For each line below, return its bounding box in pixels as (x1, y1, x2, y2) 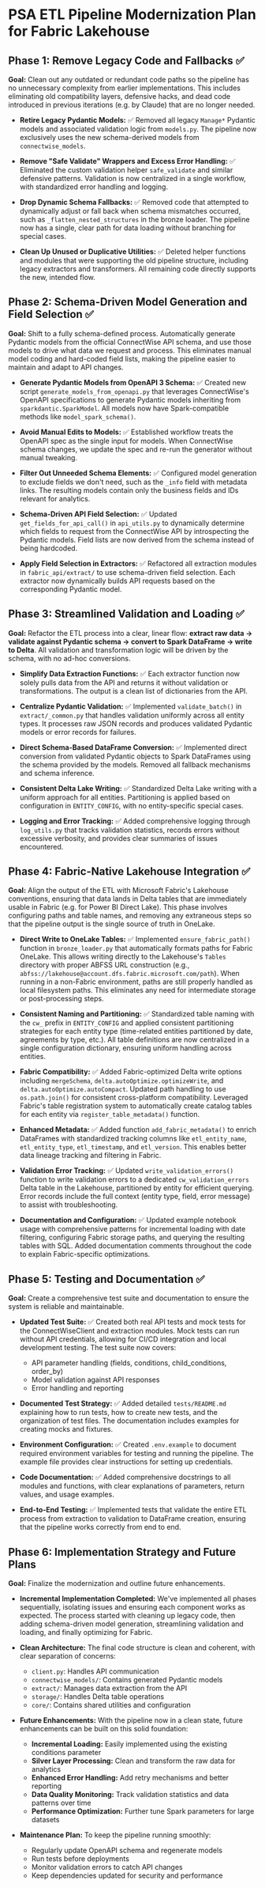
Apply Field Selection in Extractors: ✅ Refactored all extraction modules (19, 558, 257, 568)
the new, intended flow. (19, 273, 96, 282)
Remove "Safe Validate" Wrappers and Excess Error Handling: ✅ (19, 157, 236, 165)
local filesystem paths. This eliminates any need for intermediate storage (19, 986, 256, 995)
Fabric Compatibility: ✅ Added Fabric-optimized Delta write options (19, 1067, 243, 1076)
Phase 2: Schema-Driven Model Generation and (8, 295, 248, 309)
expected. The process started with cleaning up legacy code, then (19, 1611, 236, 1621)
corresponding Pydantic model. (19, 584, 122, 594)
